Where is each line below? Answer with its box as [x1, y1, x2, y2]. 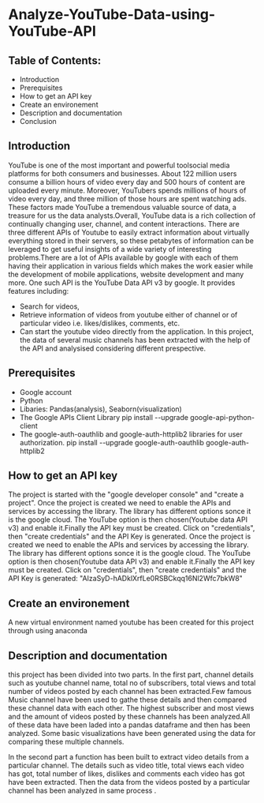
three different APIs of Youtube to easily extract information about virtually [8, 227, 250, 237]
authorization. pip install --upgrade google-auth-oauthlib [19, 437, 205, 447]
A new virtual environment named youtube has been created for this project [8, 617, 255, 627]
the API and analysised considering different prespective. [19, 343, 206, 353]
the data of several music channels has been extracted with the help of [19, 335, 251, 344]
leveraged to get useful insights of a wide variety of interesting [8, 244, 212, 253]
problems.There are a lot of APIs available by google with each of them [8, 253, 239, 262]
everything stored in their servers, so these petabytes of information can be [8, 235, 255, 246]
